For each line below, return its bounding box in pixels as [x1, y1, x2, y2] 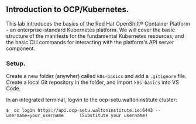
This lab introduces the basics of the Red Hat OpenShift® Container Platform [6, 20, 190, 27]
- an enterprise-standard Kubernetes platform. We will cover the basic [6, 26, 176, 33]
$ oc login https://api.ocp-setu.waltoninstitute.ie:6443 [6, 108, 153, 114]
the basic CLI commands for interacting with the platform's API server [6, 38, 174, 45]
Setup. [6, 59, 26, 68]
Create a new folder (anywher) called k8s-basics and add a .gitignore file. [6, 73, 187, 80]
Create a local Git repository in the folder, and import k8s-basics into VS [6, 79, 180, 86]
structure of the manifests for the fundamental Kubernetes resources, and [6, 32, 184, 40]
